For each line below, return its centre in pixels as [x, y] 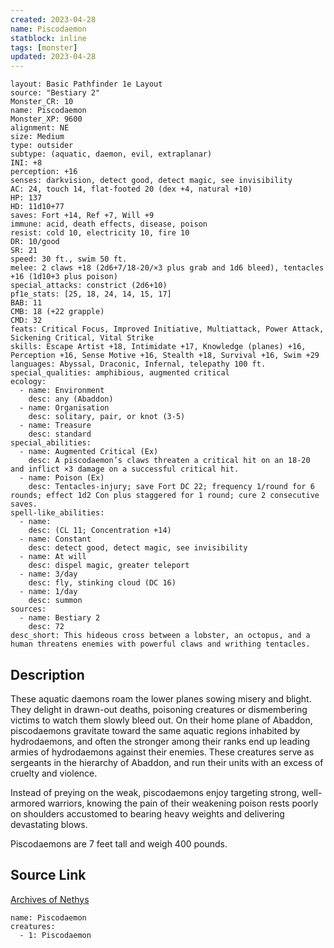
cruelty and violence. [54, 773]
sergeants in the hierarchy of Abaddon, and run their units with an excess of [167, 762]
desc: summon [55, 601]
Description [47, 674]
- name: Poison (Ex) [62, 478]
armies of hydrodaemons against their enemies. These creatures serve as [162, 752]
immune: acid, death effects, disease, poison [109, 224]
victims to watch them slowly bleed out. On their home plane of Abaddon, [161, 720]
